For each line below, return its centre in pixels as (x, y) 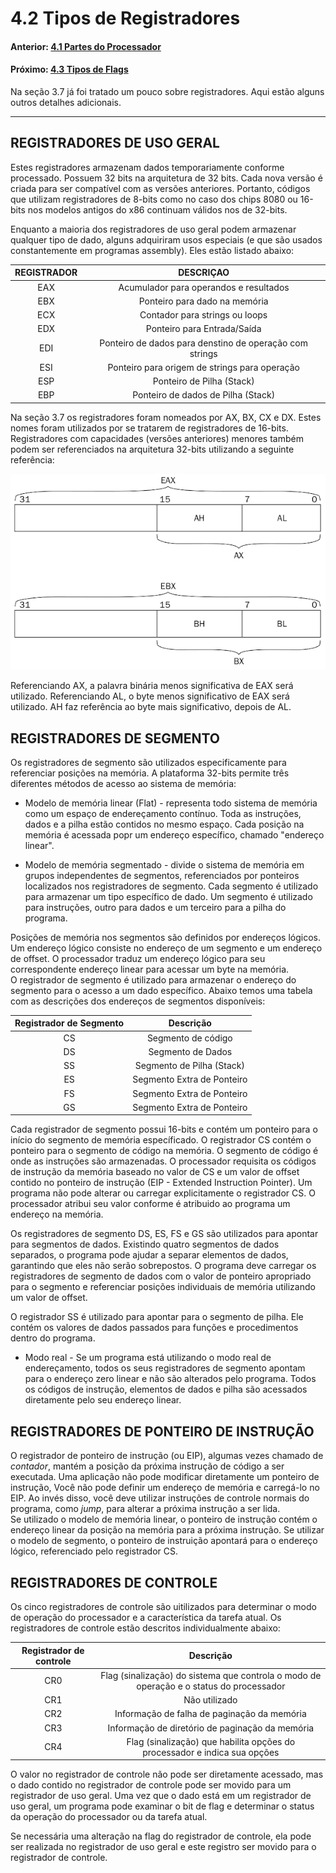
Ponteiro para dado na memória (203, 301)
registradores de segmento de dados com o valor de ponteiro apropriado (161, 1276)
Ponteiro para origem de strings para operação (203, 367)
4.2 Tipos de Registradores (125, 18)
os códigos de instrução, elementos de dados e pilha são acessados (166, 1389)
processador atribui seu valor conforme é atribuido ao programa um (150, 1204)
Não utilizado (210, 1700)
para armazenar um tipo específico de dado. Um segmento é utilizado (168, 896)
